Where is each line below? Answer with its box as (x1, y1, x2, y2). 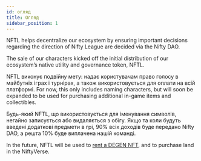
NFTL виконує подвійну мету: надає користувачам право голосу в (6, 73, 179, 80)
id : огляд (6, 8, 31, 15)
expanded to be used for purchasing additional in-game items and (6, 92, 171, 100)
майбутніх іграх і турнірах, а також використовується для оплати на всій (6, 79, 196, 87)
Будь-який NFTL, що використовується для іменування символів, (6, 110, 177, 118)
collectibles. (6, 99, 36, 106)
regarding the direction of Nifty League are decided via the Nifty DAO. (6, 43, 180, 50)
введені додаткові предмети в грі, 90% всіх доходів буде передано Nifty (6, 123, 195, 131)
